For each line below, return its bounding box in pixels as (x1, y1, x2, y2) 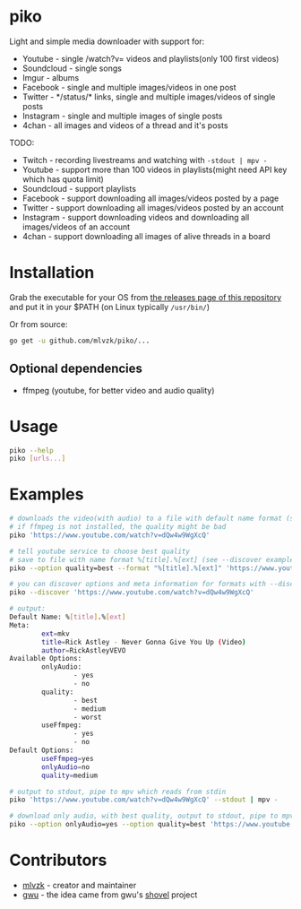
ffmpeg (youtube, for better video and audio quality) (21, 385, 215, 395)
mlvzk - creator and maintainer (21, 880, 137, 890)
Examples (9, 484, 84, 505)
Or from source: (9, 318, 69, 329)
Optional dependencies (9, 361, 143, 377)
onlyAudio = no (41, 762, 90, 772)
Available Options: (9, 654, 82, 663)
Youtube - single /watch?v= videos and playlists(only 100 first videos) (21, 53, 279, 64)
